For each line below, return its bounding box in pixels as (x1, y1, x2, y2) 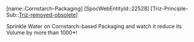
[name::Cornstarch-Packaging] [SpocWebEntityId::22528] (6, 5, 150, 12)
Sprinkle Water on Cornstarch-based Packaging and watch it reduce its (6, 23, 182, 30)
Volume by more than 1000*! (6, 29, 78, 36)
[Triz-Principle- (150, 5, 189, 12)
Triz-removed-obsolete (19, 11, 76, 18)
